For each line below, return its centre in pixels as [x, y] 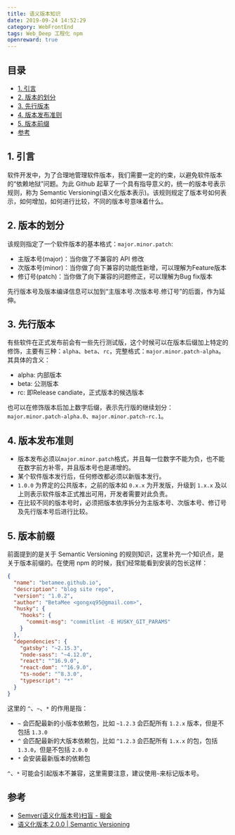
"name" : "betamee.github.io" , [58, 583]
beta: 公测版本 [38, 384]
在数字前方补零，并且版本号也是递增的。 [76, 467]
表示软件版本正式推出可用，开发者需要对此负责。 [101, 494]
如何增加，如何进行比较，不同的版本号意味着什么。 [93, 201]
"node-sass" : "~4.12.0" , [56, 654]
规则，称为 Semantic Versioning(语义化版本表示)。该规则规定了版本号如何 [114, 192]
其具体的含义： [29, 360]
